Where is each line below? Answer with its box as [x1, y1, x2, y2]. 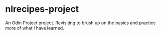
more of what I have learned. [5, 25, 64, 31]
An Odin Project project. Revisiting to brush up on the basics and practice [5, 20, 156, 26]
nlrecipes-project [5, 3, 79, 15]
